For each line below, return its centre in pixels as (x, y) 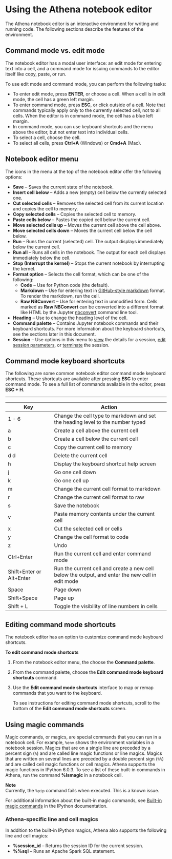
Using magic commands (45, 725)
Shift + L (18, 607)
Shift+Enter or (25, 572)
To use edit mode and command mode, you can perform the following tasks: (86, 84)
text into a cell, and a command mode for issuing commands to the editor (82, 68)
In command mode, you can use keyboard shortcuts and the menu (83, 126)
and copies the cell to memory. (45, 208)
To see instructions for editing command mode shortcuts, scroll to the (86, 703)
